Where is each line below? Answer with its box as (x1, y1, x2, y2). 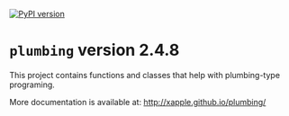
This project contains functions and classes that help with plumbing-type (9, 69, 281, 80)
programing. (9, 79, 56, 90)
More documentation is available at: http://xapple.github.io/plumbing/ (9, 96, 266, 107)
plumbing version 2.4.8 (9, 40, 180, 60)
